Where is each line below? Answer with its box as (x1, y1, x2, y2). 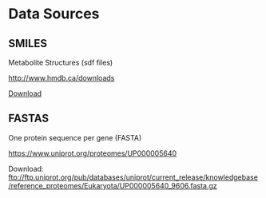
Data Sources (8, 5, 100, 23)
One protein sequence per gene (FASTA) (8, 133, 142, 142)
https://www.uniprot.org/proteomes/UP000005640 (8, 148, 177, 158)
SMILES (8, 37, 48, 50)
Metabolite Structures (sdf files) (8, 57, 113, 67)
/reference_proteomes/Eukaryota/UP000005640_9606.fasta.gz (8, 180, 217, 190)
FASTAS (8, 112, 50, 125)
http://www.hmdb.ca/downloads (8, 73, 115, 82)
